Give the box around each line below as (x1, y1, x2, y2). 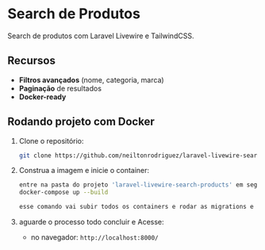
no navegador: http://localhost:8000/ (30, 233, 159, 242)
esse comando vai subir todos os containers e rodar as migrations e (18, 203, 255, 211)
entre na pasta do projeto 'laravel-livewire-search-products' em (18, 181, 244, 189)
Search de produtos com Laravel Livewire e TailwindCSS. (7, 31, 194, 40)
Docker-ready (18, 92, 67, 102)
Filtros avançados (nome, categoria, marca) (18, 75, 164, 84)
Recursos (7, 54, 56, 67)
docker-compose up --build (18, 188, 109, 197)
